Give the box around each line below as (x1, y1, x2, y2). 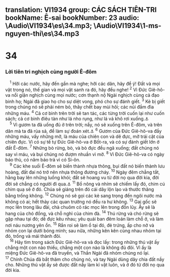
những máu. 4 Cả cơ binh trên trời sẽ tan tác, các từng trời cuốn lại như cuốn (5, 109, 165, 116)
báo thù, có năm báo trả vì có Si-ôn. (5, 157, 81, 163)
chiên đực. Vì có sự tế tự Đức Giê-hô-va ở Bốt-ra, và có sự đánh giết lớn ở (5, 138, 160, 145)
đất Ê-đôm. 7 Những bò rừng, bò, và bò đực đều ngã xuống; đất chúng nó (5, 144, 159, 151)
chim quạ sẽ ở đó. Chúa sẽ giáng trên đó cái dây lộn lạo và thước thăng (5, 186, 154, 192)
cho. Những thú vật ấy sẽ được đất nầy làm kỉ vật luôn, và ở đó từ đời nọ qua (5, 262, 165, 268)
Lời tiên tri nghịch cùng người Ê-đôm (5, 68, 97, 75)
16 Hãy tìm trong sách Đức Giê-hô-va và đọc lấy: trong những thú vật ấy (10, 238, 160, 245)
